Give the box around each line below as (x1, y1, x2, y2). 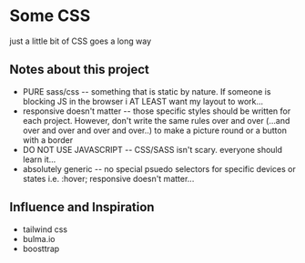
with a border (22, 134, 74, 146)
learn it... (22, 154, 56, 165)
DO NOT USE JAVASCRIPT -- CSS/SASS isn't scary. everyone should (22, 144, 283, 155)
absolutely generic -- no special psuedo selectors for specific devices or (22, 163, 296, 174)
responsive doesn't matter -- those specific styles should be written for (22, 106, 291, 116)
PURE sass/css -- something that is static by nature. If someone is (22, 86, 271, 96)
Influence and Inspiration (9, 199, 155, 215)
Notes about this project (9, 62, 150, 77)
